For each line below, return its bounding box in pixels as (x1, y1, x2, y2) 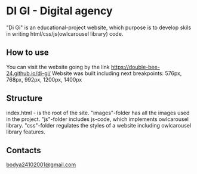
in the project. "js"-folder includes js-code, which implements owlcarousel (6, 115, 189, 123)
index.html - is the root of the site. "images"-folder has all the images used (6, 109, 190, 116)
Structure (6, 94, 43, 104)
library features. (6, 128, 46, 135)
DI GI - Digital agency (6, 4, 113, 18)
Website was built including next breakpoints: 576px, (51, 70, 182, 77)
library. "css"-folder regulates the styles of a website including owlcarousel (6, 122, 192, 129)
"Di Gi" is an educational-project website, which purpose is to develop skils (6, 24, 192, 31)
